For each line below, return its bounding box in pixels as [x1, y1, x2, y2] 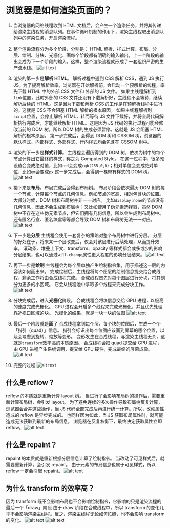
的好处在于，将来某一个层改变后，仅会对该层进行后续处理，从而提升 [13, 238, 155, 245]
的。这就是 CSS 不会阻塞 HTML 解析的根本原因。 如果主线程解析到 [13, 107, 152, 113]
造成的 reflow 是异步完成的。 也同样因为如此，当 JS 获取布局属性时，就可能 [6, 412, 164, 418]
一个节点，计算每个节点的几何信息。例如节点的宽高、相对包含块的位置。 [13, 191, 164, 197]
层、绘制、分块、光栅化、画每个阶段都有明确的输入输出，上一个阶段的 [13, 52, 160, 58]
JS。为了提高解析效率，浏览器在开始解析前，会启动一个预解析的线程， [13, 82, 161, 88]
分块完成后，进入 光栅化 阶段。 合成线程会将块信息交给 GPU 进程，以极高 [13, 297, 164, 303]
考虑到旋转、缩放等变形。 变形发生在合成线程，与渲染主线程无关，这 [22, 333, 165, 339]
